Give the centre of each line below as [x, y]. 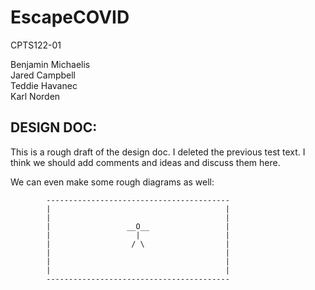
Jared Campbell [43, 75]
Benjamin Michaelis [50, 64]
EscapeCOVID [70, 17]
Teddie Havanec [44, 85]
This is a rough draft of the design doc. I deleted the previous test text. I [158, 152]
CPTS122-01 [36, 45]
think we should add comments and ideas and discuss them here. [145, 162]
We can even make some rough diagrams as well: [112, 182]
